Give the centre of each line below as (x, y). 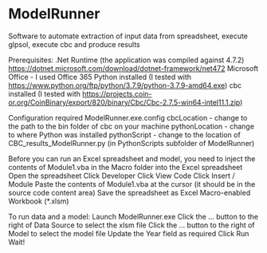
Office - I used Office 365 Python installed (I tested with (100, 77)
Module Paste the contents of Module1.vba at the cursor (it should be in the (132, 184)
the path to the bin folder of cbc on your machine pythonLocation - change (132, 126)
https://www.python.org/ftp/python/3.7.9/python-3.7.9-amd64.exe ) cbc (125, 85)
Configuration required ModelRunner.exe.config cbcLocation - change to (128, 117)
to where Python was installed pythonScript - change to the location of (124, 134)
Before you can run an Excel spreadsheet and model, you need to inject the (132, 158)
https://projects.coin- (118, 93)
